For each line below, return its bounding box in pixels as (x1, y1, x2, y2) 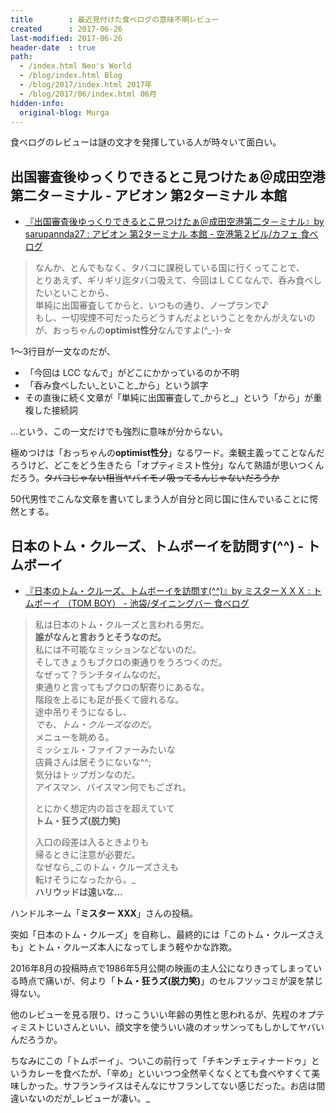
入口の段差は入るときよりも (34, 836, 150, 848)
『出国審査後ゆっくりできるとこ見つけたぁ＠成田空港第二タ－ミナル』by (24, 216, 325, 228)
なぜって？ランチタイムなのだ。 (34, 669, 167, 680)
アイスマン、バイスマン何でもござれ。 (34, 781, 192, 793)
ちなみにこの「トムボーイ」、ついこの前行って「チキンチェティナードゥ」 (10, 1055, 312, 1066)
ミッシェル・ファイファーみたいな (34, 744, 176, 755)
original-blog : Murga (19, 107, 110, 118)
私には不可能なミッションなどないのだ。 (34, 644, 202, 655)
